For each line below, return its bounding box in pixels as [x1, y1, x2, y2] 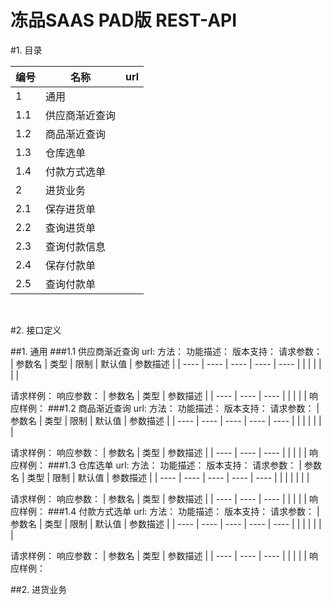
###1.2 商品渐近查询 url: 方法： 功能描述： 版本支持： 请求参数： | [47, 402, 320, 414]
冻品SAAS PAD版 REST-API [10, 9, 238, 32]
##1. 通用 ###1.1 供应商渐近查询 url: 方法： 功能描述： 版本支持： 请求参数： [10, 345, 323, 357]
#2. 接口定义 [10, 324, 62, 336]
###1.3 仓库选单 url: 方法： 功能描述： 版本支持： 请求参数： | [47, 459, 302, 471]
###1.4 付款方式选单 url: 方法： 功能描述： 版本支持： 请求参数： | [47, 505, 320, 517]
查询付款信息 [45, 239, 107, 253]
